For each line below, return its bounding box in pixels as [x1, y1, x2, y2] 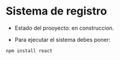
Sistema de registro [6, 4, 108, 18]
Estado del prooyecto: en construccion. [14, 24, 114, 32]
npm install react [6, 47, 53, 54]
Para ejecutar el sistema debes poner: [14, 36, 111, 43]
